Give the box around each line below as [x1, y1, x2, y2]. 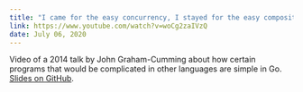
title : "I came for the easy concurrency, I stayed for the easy [9, 13, 260, 22]
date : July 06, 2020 [9, 29, 87, 38]
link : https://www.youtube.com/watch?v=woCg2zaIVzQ [9, 21, 207, 30]
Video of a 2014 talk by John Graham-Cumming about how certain [9, 54, 256, 65]
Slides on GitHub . [9, 73, 75, 84]
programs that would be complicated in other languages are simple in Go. [9, 63, 282, 74]
